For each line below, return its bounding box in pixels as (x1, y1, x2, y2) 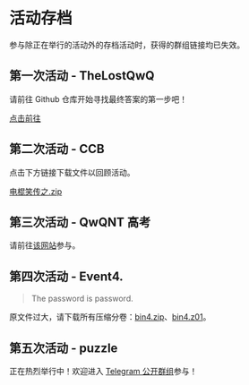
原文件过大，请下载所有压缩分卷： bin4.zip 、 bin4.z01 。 (9, 312, 211, 322)
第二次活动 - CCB (9, 141, 105, 157)
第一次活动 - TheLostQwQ (9, 68, 155, 83)
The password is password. (30, 293, 134, 304)
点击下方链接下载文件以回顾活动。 (9, 167, 135, 177)
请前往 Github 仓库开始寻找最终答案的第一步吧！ (9, 93, 188, 104)
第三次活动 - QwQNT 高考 (9, 214, 151, 229)
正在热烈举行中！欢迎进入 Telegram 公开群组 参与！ (9, 366, 198, 376)
